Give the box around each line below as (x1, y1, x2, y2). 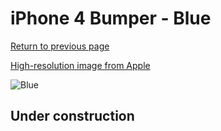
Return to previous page (10, 40, 110, 52)
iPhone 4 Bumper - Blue (10, 7, 212, 30)
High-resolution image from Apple (10, 59, 151, 71)
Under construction (10, 108, 135, 125)
